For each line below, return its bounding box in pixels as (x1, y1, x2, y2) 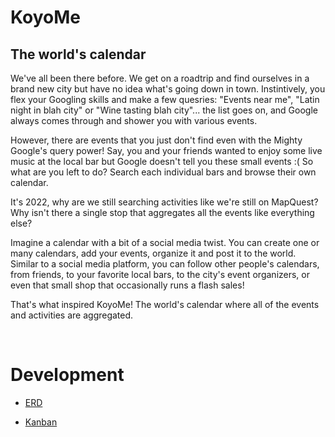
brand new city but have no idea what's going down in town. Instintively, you (10, 83, 326, 95)
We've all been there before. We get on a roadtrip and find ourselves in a (10, 72, 310, 84)
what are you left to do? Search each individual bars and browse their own (10, 166, 317, 178)
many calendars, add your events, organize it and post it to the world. (10, 247, 297, 259)
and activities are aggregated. (10, 309, 134, 321)
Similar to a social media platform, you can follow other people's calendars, (10, 258, 320, 270)
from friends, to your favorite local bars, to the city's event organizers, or (10, 269, 311, 280)
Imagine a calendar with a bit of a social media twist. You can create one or (10, 237, 320, 248)
